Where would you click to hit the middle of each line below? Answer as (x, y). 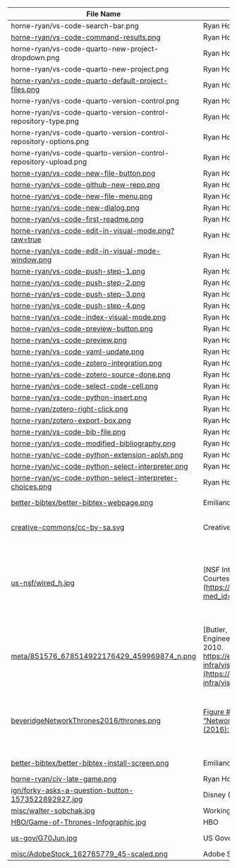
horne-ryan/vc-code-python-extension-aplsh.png (97, 455)
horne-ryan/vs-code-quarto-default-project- (89, 81)
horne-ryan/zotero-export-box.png (71, 421)
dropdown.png (35, 58)
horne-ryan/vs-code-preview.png (69, 340)
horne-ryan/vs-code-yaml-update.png (78, 351)
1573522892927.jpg (47, 799)
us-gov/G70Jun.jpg (44, 838)
